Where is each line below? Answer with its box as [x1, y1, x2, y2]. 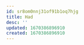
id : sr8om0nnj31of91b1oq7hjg [6, 8, 79, 15]
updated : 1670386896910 [6, 25, 66, 31]
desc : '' [6, 19, 28, 25]
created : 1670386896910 [6, 30, 66, 36]
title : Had [6, 14, 33, 20]
